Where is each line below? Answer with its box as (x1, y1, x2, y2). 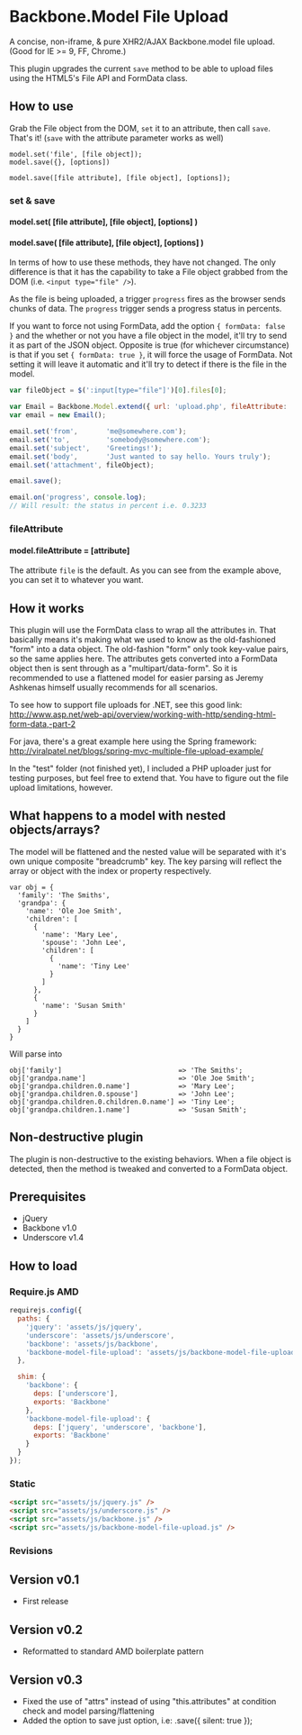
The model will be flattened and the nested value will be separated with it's (9, 846, 287, 857)
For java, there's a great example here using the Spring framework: (9, 736, 258, 747)
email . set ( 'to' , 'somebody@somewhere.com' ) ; (9, 435, 211, 444)
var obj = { (9, 883, 54, 892)
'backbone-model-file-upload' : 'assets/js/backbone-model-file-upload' (25, 1348, 299, 1357)
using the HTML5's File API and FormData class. (9, 72, 189, 83)
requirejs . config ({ (9, 1306, 83, 1315)
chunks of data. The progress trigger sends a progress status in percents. (9, 304, 282, 314)
